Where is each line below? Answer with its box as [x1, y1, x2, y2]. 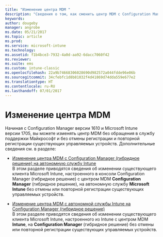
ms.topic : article [5, 34, 42, 39]
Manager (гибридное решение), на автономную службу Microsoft [12, 181, 149, 187]
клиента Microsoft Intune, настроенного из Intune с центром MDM [12, 217, 148, 222]
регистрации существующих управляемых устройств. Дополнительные [5, 141, 155, 147]
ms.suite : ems [5, 61, 34, 66]
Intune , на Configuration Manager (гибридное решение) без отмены [12, 221, 154, 227]
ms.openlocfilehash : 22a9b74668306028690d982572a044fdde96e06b [5, 70, 136, 75]
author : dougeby [5, 20, 38, 26]
